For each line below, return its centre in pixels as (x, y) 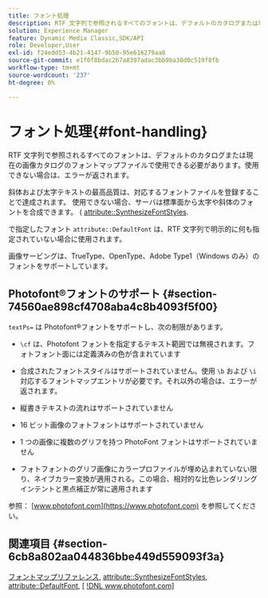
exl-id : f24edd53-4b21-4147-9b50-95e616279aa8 (87, 53)
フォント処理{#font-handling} (108, 132)
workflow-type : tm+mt (44, 68)
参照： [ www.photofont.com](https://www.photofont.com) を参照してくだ (129, 506)
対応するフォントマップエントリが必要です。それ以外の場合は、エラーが (138, 381)
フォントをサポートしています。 (61, 266)
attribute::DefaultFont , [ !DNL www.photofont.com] (91, 586)
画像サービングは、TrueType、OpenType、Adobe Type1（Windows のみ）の (134, 256)
